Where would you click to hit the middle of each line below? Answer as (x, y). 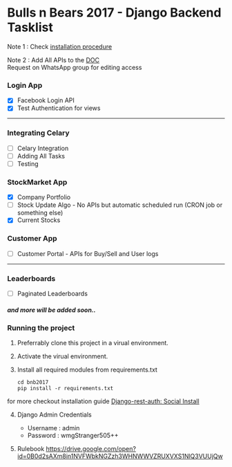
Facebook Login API (46, 100)
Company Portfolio (44, 197)
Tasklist (30, 27)
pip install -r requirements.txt (65, 389)
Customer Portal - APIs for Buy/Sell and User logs (88, 253)
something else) (40, 213)
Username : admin (54, 428)
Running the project (41, 328)
